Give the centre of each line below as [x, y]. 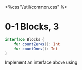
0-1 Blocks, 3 [32, 27]
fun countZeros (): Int [37, 44]
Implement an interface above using [41, 62]
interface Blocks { [25, 39]
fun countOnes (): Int [36, 49]
